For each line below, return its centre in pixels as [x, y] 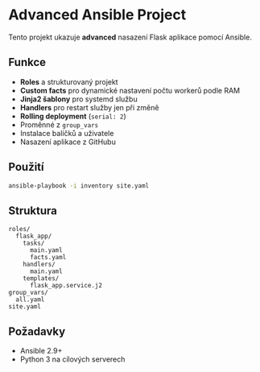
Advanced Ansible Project [97, 15]
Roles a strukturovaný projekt [69, 81]
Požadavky [37, 331]
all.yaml [30, 300]
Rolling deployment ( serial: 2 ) [73, 116]
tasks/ [34, 243]
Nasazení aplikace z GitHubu [68, 142]
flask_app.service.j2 [66, 286]
